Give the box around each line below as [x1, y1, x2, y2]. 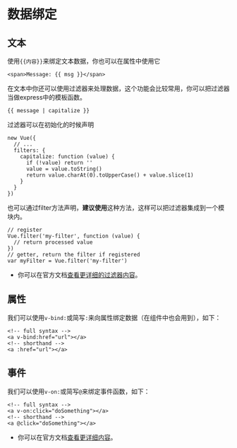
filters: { [13, 147, 46, 154]
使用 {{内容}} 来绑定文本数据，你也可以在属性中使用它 [7, 57, 161, 65]
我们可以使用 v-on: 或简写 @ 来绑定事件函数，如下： [7, 387, 150, 396]
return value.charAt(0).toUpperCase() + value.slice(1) [25, 172, 194, 179]
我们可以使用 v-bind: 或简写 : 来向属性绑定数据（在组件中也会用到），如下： [7, 313, 221, 322]
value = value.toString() [25, 165, 102, 172]
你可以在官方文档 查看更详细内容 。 [17, 432, 117, 442]
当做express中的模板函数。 [7, 93, 87, 101]
